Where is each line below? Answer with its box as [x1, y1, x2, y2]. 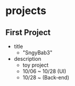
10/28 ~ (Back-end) [22, 74, 70, 81]
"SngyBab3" [22, 49, 53, 56]
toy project [22, 61, 49, 68]
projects [5, 4, 47, 18]
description [13, 56, 41, 62]
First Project [5, 27, 51, 37]
